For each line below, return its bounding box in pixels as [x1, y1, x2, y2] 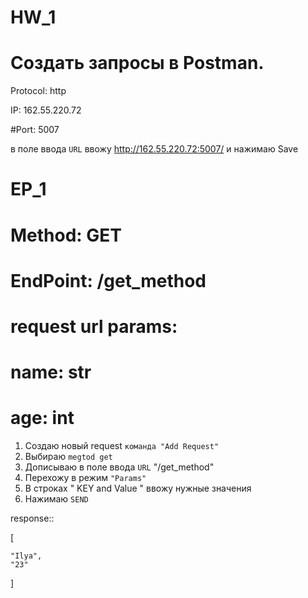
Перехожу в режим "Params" [24, 472, 147, 483]
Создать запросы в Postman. [10, 52, 265, 75]
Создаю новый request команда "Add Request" [24, 440, 220, 451]
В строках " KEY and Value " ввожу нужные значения [24, 482, 252, 494]
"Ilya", [10, 551, 43, 561]
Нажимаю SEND [24, 493, 89, 505]
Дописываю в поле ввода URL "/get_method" [24, 461, 215, 473]
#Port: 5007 [10, 124, 60, 136]
